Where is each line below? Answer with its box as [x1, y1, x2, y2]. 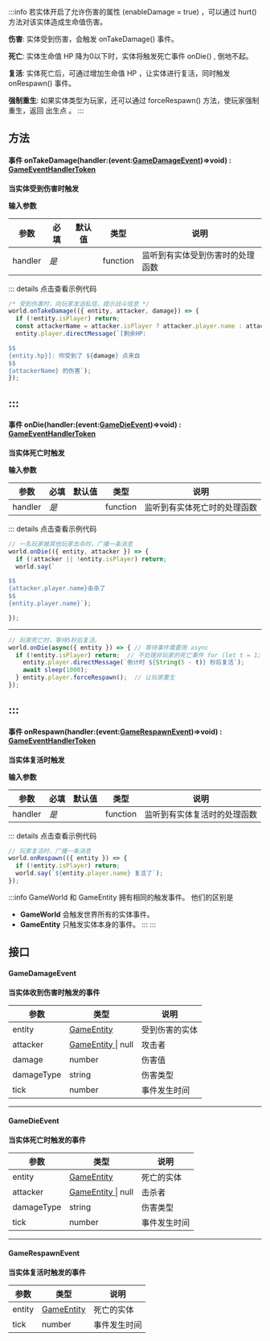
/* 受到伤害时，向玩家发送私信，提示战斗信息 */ [8, 300, 150, 308]
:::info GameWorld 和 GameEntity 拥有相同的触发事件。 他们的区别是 [8, 892, 234, 902]
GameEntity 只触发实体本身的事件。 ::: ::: [19, 919, 157, 929]
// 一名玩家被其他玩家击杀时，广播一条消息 [8, 540, 133, 548]
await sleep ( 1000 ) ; [22, 666, 88, 674]
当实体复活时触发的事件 [8, 1267, 86, 1277]
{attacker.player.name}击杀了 [8, 585, 106, 593]
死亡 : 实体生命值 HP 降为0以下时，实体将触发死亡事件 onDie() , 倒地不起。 [8, 52, 253, 60]
